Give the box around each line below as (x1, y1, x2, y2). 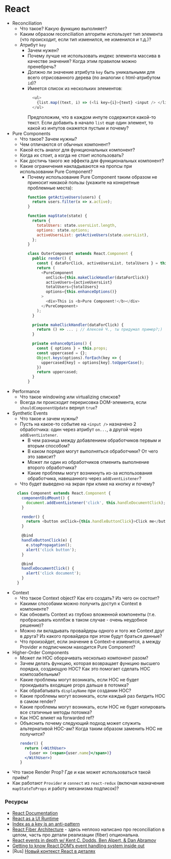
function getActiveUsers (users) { (27, 195, 101, 200)
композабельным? (19, 671, 61, 677)
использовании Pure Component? (19, 168, 93, 175)
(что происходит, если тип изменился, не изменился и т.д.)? (19, 36, 152, 42)
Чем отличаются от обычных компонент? (19, 141, 111, 147)
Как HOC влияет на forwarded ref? (19, 715, 95, 721)
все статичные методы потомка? (19, 709, 92, 715)
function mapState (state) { (27, 213, 87, 219)
